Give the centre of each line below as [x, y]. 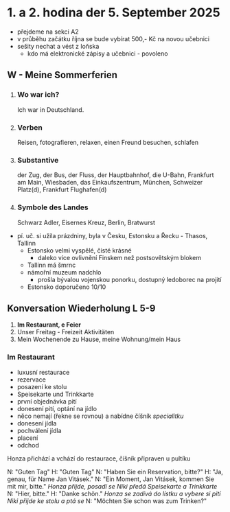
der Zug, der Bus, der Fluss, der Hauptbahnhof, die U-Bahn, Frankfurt [115, 175]
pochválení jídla [39, 430]
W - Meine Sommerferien [62, 75]
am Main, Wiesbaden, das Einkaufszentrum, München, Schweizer [110, 183]
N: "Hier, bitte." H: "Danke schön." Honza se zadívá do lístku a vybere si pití [114, 493]
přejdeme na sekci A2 [48, 32]
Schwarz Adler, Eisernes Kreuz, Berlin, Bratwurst [86, 222]
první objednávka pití [47, 401]
